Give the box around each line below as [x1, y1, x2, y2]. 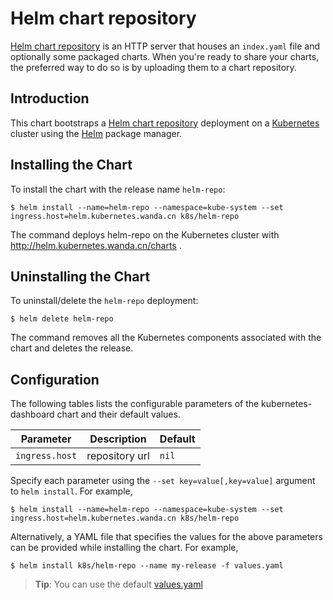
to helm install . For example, [10, 485, 133, 497]
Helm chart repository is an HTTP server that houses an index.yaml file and [10, 40, 320, 52]
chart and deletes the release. [10, 342, 134, 354]
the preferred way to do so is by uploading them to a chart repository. [10, 61, 297, 73]
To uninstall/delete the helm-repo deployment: [10, 295, 199, 307]
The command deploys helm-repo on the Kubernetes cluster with [10, 228, 280, 241]
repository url [86, 449, 150, 463]
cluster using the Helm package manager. [10, 127, 183, 139]
